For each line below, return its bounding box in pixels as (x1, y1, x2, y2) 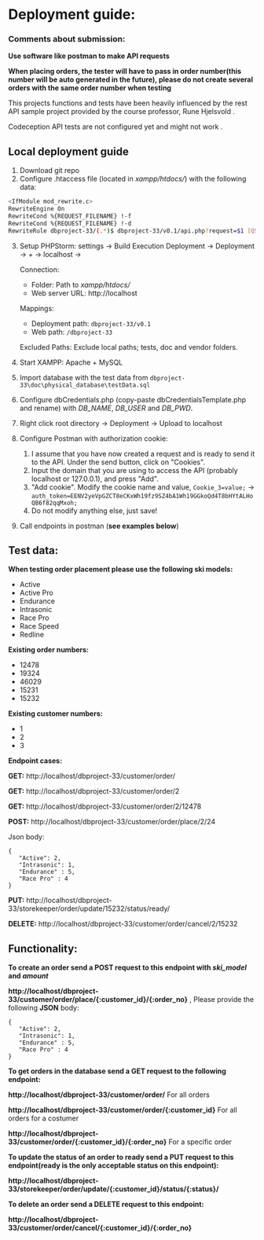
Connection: (19, 265, 60, 274)
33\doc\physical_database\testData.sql (19, 381, 151, 389)
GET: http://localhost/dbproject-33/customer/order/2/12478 (8, 802, 202, 811)
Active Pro (19, 588, 53, 598)
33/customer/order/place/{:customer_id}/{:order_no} (8, 995, 189, 1004)
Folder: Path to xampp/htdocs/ (31, 280, 130, 289)
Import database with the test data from (19, 372, 148, 382)
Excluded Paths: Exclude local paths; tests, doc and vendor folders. (19, 342, 238, 351)
